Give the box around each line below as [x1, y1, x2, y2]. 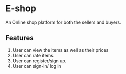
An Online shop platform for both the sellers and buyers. [5, 19, 121, 25]
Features [5, 34, 34, 42]
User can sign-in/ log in [12, 63, 61, 69]
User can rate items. [12, 52, 55, 58]
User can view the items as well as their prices [12, 47, 109, 53]
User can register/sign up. [12, 58, 67, 64]
